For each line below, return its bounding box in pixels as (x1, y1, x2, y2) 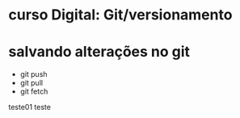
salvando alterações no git (8, 43, 191, 61)
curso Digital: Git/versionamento (8, 6, 233, 24)
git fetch (19, 86, 48, 96)
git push (19, 70, 48, 79)
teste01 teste (8, 103, 51, 112)
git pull (19, 78, 43, 88)
